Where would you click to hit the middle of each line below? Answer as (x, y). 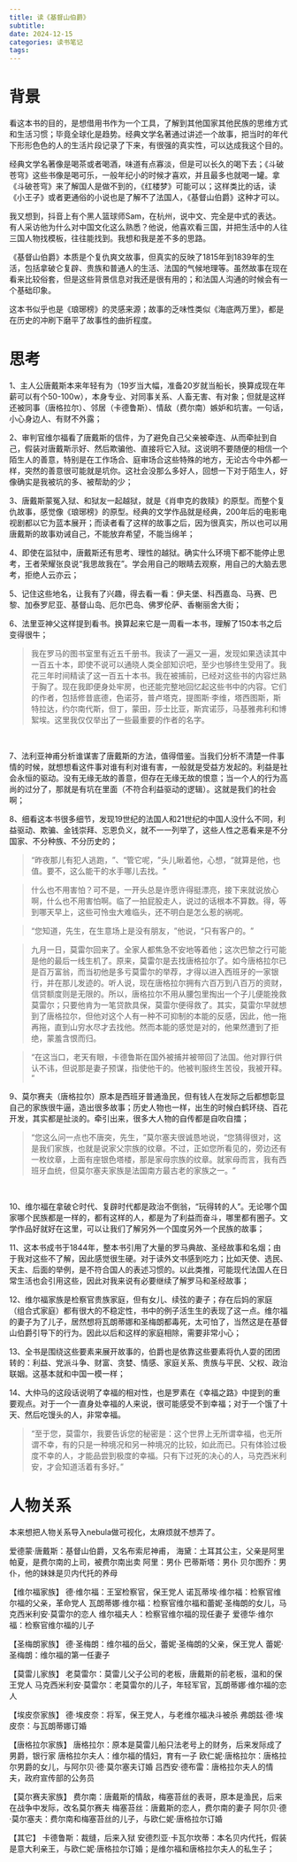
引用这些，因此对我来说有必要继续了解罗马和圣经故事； (148, 1280)
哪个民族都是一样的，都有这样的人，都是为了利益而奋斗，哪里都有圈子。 (148, 1218)
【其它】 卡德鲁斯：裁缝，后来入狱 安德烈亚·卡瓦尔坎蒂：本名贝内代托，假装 (148, 1837)
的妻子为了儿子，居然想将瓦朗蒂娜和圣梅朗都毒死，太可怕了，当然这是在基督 (148, 1322)
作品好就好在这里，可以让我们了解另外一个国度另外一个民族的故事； (141, 1229)
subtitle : (27, 26)
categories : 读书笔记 (46, 42)
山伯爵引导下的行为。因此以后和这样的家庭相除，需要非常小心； (125, 1333)
